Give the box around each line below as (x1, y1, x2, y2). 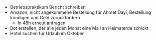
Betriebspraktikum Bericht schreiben (10, 4, 86, 10)
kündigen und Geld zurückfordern (10, 15, 80, 20)
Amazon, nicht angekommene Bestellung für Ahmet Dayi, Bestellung (10, 9, 151, 15)
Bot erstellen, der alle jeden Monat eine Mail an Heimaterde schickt (10, 25, 149, 31)
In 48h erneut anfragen (17, 20, 66, 26)
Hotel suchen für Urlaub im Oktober (10, 31, 84, 36)
